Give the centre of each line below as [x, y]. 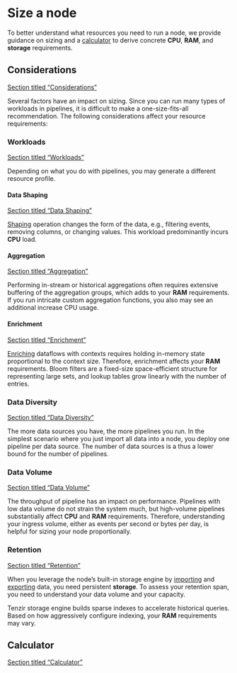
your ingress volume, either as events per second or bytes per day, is [108, 524]
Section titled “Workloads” [46, 157]
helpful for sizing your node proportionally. [70, 532]
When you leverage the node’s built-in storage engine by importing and [111, 579]
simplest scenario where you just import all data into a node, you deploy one [118, 438]
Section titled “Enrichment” [47, 340]
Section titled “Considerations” [52, 87]
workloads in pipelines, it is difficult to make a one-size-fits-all [98, 109]
